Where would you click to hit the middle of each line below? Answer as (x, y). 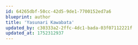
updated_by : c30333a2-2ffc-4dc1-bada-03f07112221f (69, 28)
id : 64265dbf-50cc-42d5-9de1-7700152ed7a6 (58, 11)
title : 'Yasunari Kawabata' (40, 22)
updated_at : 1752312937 (35, 33)
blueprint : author (28, 17)
